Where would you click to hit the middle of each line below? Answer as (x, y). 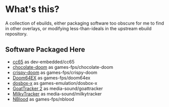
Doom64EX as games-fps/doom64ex (51, 78)
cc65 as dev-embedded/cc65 (43, 62)
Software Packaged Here (45, 49)
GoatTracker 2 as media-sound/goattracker (58, 88)
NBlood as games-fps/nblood (43, 99)
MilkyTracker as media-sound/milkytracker (57, 93)
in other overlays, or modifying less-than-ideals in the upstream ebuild (78, 28)
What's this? (32, 9)
